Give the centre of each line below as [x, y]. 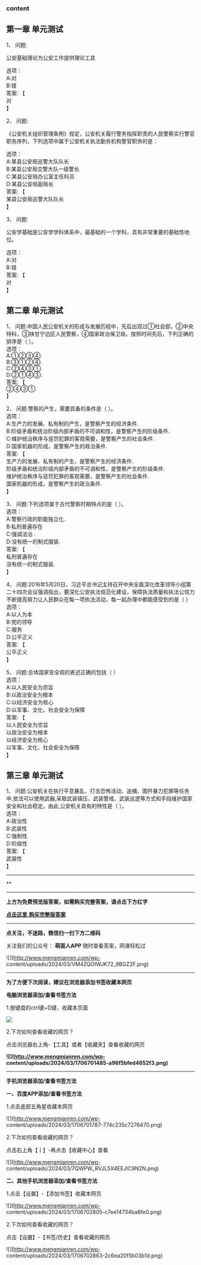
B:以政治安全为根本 [30, 695]
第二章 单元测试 [35, 311]
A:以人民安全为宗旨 [30, 687]
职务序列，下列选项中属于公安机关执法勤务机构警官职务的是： [82, 141]
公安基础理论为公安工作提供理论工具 [51, 58]
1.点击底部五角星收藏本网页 [39, 1106]
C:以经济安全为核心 [30, 702]
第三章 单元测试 [35, 776]
